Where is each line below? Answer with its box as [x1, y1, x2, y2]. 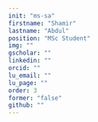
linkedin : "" [8, 57, 52, 65]
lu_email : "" [8, 71, 52, 79]
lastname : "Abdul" [8, 26, 69, 35]
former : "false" [8, 94, 62, 102]
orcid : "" [8, 64, 41, 72]
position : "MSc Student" [8, 34, 91, 43]
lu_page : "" [8, 79, 48, 87]
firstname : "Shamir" [8, 19, 77, 27]
